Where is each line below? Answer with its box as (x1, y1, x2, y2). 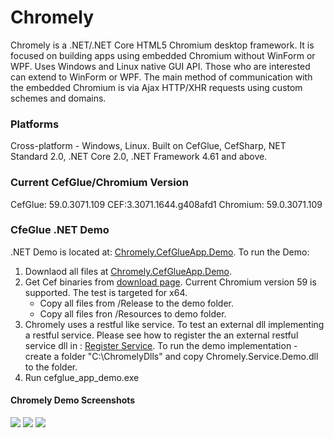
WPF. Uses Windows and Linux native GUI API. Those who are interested (10, 60, 311, 72)
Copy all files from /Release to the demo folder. (39, 297, 235, 309)
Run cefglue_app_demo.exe (24, 371, 140, 383)
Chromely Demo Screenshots (10, 394, 136, 406)
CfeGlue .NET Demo (10, 223, 110, 237)
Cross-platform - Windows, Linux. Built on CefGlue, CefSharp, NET (10, 140, 287, 152)
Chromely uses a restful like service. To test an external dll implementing (24, 318, 325, 330)
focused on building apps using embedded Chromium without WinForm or (10, 49, 316, 61)
